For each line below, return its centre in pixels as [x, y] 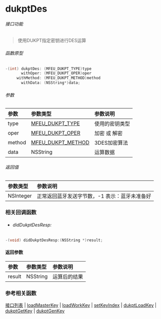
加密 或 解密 [109, 134]
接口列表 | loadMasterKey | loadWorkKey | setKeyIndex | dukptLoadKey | [81, 305]
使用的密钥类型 [112, 124]
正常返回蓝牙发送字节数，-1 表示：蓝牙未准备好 [94, 196]
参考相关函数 [21, 293]
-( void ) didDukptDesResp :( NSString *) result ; [54, 240]
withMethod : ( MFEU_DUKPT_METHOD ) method [58, 78]
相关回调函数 [21, 212]
